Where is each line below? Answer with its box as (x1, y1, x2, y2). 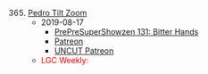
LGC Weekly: (40, 55, 89, 65)
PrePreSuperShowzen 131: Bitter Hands (54, 27, 199, 37)
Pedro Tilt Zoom (27, 8, 87, 18)
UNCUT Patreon (54, 45, 114, 56)
